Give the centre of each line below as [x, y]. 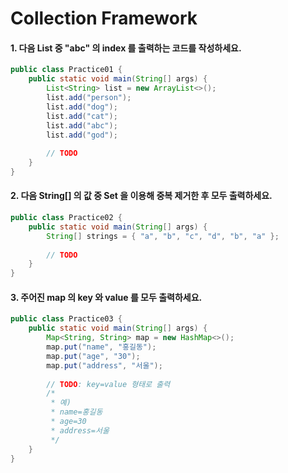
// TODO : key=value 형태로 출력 [108, 384]
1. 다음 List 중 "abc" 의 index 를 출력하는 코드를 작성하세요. [126, 48]
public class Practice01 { [66, 70]
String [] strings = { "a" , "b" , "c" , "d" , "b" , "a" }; [163, 236]
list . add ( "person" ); [89, 98]
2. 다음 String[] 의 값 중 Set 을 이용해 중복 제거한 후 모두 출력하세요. [141, 196]
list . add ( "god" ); [82, 135]
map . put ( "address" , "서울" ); [104, 365]
